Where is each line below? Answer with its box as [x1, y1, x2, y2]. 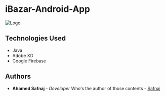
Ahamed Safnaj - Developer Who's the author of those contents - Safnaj [12, 85, 161, 91]
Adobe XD [12, 52, 34, 58]
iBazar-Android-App [5, 3, 90, 15]
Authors [5, 72, 31, 81]
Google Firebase [12, 58, 46, 64]
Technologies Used [5, 34, 66, 43]
